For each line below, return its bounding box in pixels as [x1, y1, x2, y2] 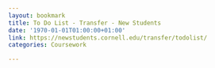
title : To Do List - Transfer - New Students [8, 19, 161, 27]
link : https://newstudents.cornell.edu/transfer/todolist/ [8, 33, 208, 42]
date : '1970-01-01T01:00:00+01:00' [8, 26, 126, 34]
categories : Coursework [8, 41, 87, 49]
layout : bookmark [8, 11, 66, 20]
